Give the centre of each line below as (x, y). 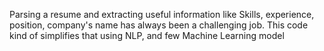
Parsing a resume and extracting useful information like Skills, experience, (162, 14)
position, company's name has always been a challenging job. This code (159, 25)
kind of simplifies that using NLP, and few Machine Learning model (147, 35)
